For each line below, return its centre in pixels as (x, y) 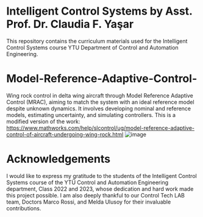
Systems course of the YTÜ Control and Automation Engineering (87, 182)
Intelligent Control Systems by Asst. (99, 11)
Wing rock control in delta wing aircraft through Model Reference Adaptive (100, 95)
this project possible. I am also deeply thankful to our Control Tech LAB (95, 195)
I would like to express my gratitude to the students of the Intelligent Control (101, 176)
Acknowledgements (59, 159)
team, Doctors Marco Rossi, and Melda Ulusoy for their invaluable (89, 202)
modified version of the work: (43, 121)
